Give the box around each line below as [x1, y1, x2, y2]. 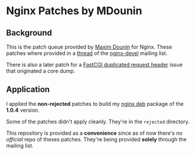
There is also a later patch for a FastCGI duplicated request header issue [6, 61, 183, 68]
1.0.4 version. [6, 106, 40, 114]
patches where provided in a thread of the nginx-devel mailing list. [6, 50, 168, 57]
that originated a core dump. [6, 67, 76, 75]
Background [6, 28, 52, 38]
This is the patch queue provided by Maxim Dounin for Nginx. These [6, 43, 173, 50]
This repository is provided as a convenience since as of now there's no [6, 129, 183, 137]
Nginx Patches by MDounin [6, 4, 142, 18]
